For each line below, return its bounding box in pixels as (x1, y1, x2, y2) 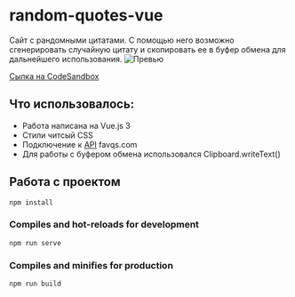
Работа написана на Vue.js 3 (21, 120, 131, 131)
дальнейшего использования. (9, 53, 123, 64)
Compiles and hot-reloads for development (9, 219, 200, 231)
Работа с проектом (9, 174, 122, 189)
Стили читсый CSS (21, 130, 93, 140)
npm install (9, 197, 53, 207)
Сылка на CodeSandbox (9, 70, 100, 81)
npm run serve (9, 238, 62, 247)
